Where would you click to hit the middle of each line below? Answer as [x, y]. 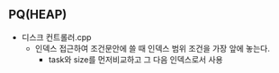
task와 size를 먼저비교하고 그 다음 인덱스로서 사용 [135, 59]
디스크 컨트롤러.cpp [56, 37]
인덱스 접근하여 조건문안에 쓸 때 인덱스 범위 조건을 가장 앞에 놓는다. [153, 48]
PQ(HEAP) [38, 15]
